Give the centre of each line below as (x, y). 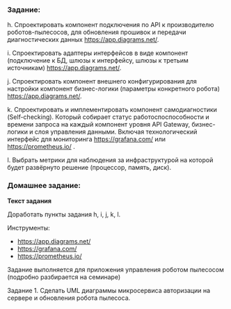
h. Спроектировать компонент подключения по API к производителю (111, 25)
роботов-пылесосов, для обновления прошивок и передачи (97, 32)
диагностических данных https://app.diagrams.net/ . (83, 40)
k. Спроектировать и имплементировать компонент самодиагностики (112, 110)
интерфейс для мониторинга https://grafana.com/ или (86, 139)
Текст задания (30, 200)
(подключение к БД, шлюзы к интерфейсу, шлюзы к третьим (98, 61)
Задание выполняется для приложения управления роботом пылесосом (115, 269)
